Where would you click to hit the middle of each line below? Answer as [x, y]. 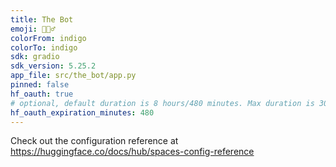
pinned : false [40, 85]
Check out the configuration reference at [94, 141]
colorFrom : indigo [48, 38]
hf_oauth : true [42, 94]
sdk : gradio [35, 57]
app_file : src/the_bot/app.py [73, 76]
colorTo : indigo [44, 47]
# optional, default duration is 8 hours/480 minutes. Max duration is [162, 103]
